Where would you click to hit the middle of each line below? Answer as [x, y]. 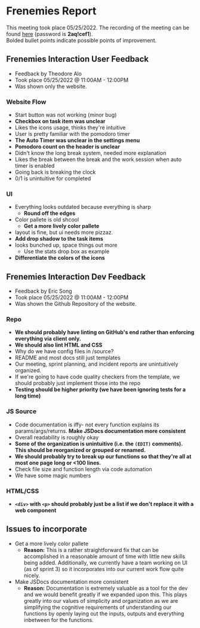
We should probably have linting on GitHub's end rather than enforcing [104, 332]
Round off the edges [50, 213]
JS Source [21, 411]
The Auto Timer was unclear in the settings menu [77, 140]
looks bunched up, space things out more [66, 245]
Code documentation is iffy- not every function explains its [87, 424]
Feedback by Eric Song [44, 291]
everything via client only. [48, 339]
